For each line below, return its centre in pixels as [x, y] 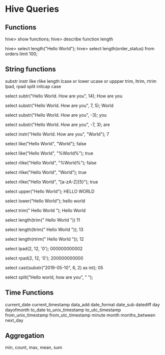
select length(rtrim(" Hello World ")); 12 [45, 239]
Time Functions [29, 293]
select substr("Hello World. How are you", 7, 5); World [59, 105]
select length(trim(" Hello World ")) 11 [42, 220]
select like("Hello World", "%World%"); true [49, 153]
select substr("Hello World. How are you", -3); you [56, 115]
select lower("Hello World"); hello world [45, 201]
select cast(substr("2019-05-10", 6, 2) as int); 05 [54, 267]
